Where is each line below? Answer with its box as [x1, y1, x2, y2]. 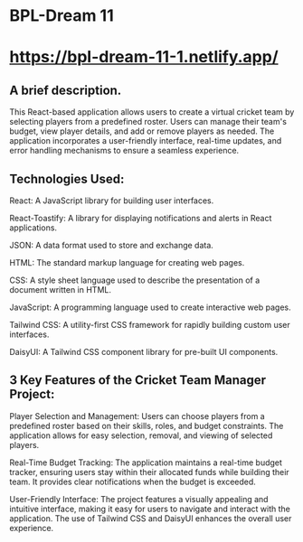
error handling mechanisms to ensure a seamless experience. [9, 145, 240, 156]
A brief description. [9, 82, 122, 98]
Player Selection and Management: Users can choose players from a [9, 410, 265, 421]
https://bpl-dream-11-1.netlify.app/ [9, 47, 279, 68]
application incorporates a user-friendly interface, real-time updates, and [9, 135, 282, 146]
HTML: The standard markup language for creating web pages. [9, 257, 245, 267]
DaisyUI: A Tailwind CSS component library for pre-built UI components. [9, 347, 279, 357]
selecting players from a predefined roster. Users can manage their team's [9, 117, 288, 127]
